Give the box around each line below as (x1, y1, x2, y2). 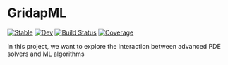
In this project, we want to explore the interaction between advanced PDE (7, 42, 221, 50)
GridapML (7, 5, 67, 21)
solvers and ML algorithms (7, 49, 85, 58)
